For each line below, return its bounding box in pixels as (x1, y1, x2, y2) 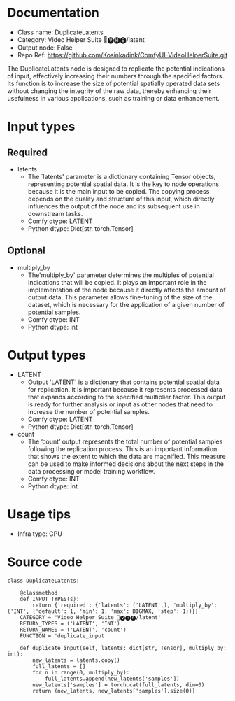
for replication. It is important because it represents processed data (27, 385, 222, 393)
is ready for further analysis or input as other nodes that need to (27, 400, 213, 409)
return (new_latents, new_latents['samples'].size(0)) (32, 687, 196, 694)
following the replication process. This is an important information (27, 444, 218, 453)
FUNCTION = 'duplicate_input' (20, 632, 108, 639)
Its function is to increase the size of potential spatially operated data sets (7, 79, 220, 87)
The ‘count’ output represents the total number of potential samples (27, 437, 223, 446)
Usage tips (7, 506, 71, 522)
